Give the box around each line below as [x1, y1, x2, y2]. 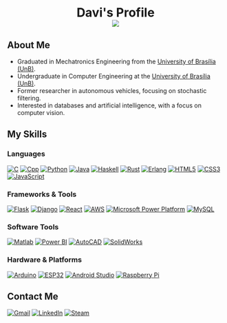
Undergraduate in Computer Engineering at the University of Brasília [17, 72, 211, 80]
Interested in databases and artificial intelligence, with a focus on [17, 101, 202, 110]
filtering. [17, 94, 41, 102]
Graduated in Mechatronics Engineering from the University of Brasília [17, 57, 217, 65]
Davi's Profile [76, 5, 155, 21]
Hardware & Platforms [7, 255, 83, 264]
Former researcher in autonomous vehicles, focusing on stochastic [17, 87, 207, 94]
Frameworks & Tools [7, 189, 77, 199]
